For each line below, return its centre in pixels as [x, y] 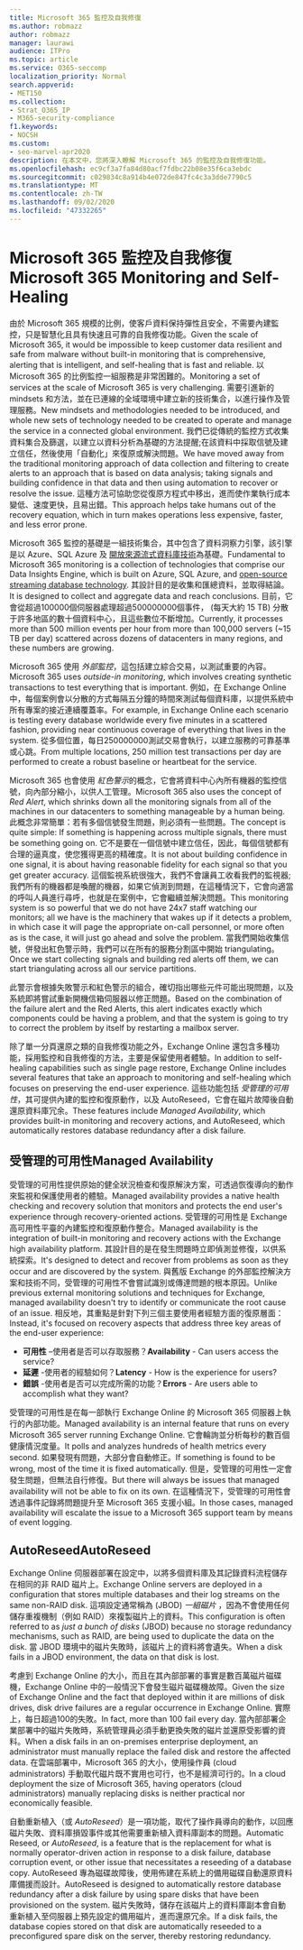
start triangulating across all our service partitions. [103, 968]
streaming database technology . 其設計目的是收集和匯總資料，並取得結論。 [149, 584]
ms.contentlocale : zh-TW [56, 194]
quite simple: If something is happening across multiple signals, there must [148, 832]
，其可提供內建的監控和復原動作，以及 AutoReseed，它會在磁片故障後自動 [156, 1099]
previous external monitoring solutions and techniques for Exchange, [138, 1292]
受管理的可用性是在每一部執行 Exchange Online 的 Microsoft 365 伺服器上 [146, 1412]
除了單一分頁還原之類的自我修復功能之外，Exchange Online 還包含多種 [141, 1046]
